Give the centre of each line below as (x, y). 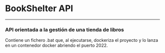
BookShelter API (39, 9)
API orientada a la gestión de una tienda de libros (65, 30)
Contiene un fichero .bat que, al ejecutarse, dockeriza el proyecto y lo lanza (82, 40)
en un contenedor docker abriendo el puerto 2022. (56, 45)
